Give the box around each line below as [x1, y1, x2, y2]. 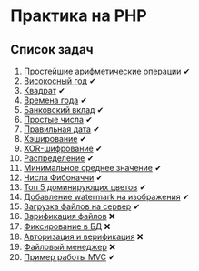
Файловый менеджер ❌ [23, 242, 116, 252]
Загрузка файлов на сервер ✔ [23, 201, 141, 212]
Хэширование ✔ [23, 134, 87, 144]
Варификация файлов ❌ [23, 211, 116, 221]
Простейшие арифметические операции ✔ [23, 65, 191, 76]
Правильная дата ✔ [23, 124, 101, 135]
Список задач [10, 42, 94, 57]
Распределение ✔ [23, 153, 95, 164]
